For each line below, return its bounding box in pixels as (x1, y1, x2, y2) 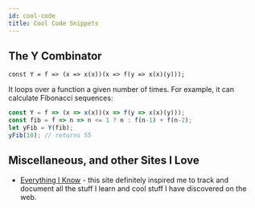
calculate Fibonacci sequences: (8, 94, 113, 103)
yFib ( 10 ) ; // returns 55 (8, 131, 92, 139)
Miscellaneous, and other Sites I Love (8, 154, 199, 168)
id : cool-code (8, 11, 56, 20)
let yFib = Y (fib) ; (8, 124, 74, 132)
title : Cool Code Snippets (8, 19, 99, 27)
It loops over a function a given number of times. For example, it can (8, 85, 235, 94)
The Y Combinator (8, 49, 102, 63)
